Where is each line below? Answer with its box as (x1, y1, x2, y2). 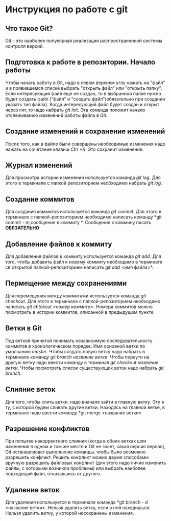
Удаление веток (5, 486, 60, 494)
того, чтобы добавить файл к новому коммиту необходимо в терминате (5, 259, 162, 265)
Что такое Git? (5, 24, 53, 33)
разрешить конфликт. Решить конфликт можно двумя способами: (5, 454, 150, 460)
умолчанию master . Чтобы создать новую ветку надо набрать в (5, 348, 145, 354)
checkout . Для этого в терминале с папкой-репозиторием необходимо (5, 298, 161, 304)
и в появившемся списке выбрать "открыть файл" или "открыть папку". (5, 85, 162, 91)
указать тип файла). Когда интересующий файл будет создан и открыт (5, 101, 160, 107)
